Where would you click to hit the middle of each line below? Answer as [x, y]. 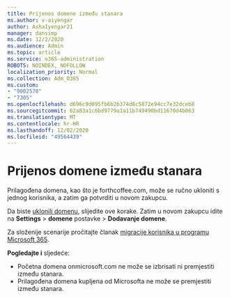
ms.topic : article [34, 53]
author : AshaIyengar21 [40, 26]
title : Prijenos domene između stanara [65, 14]
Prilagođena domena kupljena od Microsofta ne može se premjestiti [114, 281]
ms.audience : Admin [36, 46]
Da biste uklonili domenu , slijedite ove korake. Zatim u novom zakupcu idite [115, 211]
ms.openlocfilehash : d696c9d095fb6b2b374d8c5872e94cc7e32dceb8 [101, 104]
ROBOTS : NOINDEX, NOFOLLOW [46, 65]
